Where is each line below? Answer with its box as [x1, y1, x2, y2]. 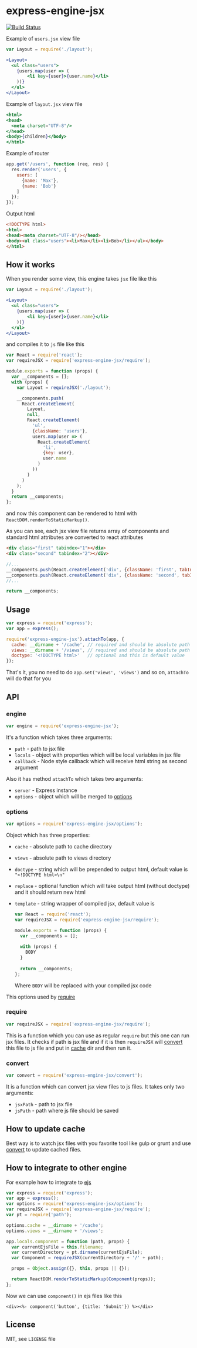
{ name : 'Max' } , [21, 178, 59, 184]
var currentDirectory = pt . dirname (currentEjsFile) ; [11, 1249, 143, 1256]
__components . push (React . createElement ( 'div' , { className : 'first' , [6, 567, 177, 573]
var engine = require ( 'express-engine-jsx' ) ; [6, 723, 119, 729]
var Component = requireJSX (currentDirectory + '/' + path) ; [11, 1255, 164, 1261]
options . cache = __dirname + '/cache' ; [6, 1222, 104, 1228]
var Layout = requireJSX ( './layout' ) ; [16, 384, 111, 391]
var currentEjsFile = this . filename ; [11, 1244, 104, 1250]
